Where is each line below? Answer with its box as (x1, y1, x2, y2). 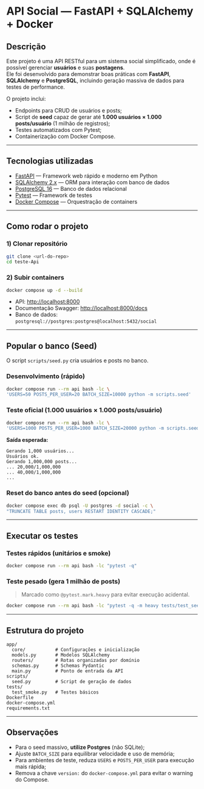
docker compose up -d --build (6, 287, 83, 293)
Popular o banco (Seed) (6, 340, 97, 351)
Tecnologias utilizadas (6, 156, 93, 167)
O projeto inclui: (6, 95, 46, 102)
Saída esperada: (6, 436, 49, 444)
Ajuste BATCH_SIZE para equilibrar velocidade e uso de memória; (15, 749, 175, 757)
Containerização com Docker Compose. (15, 133, 116, 140)
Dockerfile (6, 694, 34, 700)
